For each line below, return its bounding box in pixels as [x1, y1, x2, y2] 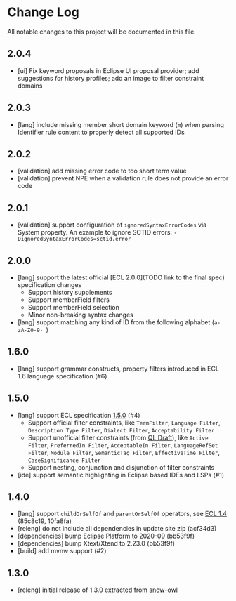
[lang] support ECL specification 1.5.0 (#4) [17, 411, 140, 419]
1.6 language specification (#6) [17, 371, 107, 380]
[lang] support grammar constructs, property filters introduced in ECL [17, 364, 220, 373]
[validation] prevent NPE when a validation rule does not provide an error [17, 174, 229, 183]
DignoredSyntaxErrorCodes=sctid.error [17, 236, 131, 243]
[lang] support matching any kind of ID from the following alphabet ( [17, 318, 215, 326]
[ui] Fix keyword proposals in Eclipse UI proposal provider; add [17, 66, 199, 74]
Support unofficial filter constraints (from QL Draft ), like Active [27, 433, 209, 442]
